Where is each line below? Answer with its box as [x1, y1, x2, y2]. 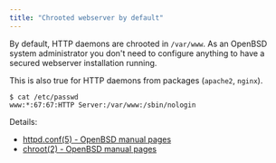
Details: [9, 116, 38, 127]
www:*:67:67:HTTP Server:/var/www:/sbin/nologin [9, 101, 196, 110]
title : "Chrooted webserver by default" [9, 13, 165, 23]
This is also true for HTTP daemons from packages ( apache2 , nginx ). [9, 74, 263, 86]
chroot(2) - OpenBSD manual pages [22, 143, 157, 154]
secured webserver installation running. [9, 57, 157, 68]
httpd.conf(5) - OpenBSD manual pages [22, 133, 172, 145]
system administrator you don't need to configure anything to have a [9, 47, 265, 59]
